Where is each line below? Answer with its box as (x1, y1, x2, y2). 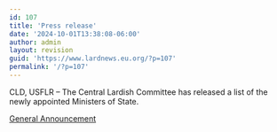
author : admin (9, 37, 62, 47)
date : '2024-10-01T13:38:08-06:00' (9, 29, 141, 38)
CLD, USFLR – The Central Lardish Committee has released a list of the (9, 86, 268, 97)
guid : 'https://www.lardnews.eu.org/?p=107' (9, 54, 177, 63)
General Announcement (9, 113, 97, 124)
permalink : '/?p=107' (9, 63, 90, 72)
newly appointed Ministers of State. (9, 96, 139, 106)
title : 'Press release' (9, 21, 98, 30)
